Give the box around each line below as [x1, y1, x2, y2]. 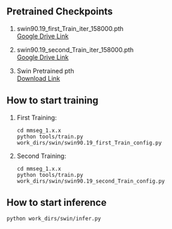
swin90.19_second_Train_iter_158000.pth [16, 45, 134, 54]
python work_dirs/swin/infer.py [6, 215, 101, 223]
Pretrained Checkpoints [6, 6, 113, 18]
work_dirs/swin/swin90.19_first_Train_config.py [16, 139, 162, 147]
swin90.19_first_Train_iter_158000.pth [16, 24, 124, 32]
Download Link [16, 74, 60, 82]
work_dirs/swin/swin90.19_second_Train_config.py [16, 178, 166, 185]
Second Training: [16, 151, 67, 160]
